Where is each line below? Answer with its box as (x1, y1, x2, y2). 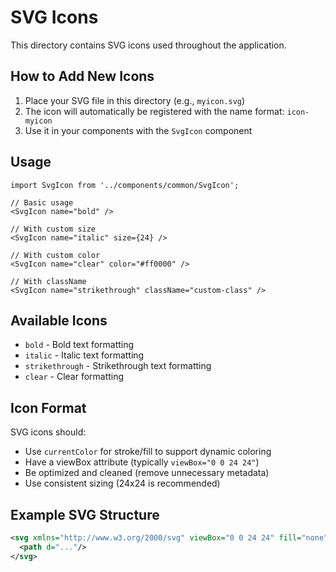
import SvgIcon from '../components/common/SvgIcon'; (10, 180, 240, 190)
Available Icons (10, 312, 108, 329)
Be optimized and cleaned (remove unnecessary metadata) (24, 467, 270, 479)
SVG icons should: (10, 426, 87, 438)
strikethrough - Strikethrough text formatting (24, 360, 212, 372)
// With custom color (10, 250, 101, 260)
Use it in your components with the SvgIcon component (24, 124, 253, 136)
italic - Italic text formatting (24, 349, 145, 361)
